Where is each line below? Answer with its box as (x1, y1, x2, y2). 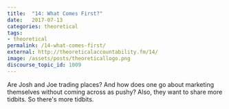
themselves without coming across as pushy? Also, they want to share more (7, 88, 223, 96)
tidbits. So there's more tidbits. (7, 95, 94, 103)
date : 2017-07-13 (7, 17, 63, 23)
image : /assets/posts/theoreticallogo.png (7, 55, 131, 62)
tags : (7, 29, 23, 37)
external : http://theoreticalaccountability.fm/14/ (7, 49, 158, 56)
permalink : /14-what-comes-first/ (7, 42, 107, 49)
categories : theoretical (7, 23, 78, 30)
